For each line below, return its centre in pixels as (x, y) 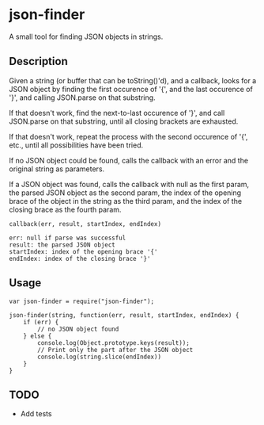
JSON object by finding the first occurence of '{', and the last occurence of (131, 89)
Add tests (36, 414)
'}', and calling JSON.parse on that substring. (83, 98)
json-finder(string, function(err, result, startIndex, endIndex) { (124, 315)
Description (38, 61)
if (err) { (41, 322)
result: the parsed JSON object (62, 245)
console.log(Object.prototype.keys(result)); (114, 343)
